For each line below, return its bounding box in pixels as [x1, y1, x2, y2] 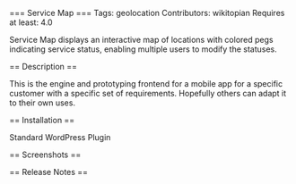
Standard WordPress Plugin [9, 132, 111, 142]
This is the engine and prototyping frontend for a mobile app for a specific [9, 79, 283, 88]
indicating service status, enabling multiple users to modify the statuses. [9, 44, 278, 54]
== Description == [9, 62, 78, 71]
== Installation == [9, 115, 75, 125]
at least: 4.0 [9, 17, 53, 28]
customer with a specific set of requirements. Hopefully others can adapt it [9, 88, 287, 98]
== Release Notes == [9, 167, 88, 177]
